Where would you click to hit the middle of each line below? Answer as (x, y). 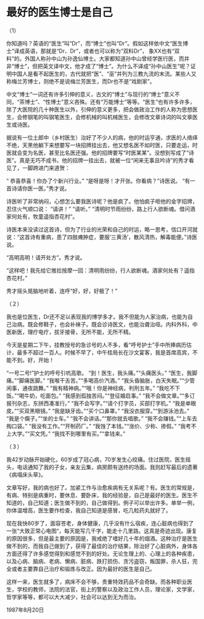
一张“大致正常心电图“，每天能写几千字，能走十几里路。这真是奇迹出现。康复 (102, 531)
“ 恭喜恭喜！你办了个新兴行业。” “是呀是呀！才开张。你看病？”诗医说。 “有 (98, 180)
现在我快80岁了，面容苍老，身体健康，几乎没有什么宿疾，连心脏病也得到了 (100, 523)
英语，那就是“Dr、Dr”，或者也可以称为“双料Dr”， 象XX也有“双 (102, 51)
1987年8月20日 (25, 610)
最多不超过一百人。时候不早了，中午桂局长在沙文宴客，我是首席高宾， (104, 352)
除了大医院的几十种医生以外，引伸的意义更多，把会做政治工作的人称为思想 (99, 109)
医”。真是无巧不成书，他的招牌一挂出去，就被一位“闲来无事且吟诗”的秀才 (98, 160)
